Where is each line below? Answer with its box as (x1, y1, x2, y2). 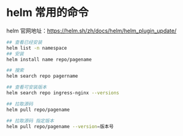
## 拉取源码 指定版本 (6, 118, 54, 124)
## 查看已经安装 (6, 39, 42, 45)
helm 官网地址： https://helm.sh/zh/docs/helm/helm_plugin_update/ (6, 27, 177, 34)
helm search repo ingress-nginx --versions (6, 90, 120, 96)
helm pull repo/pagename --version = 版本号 (6, 123, 114, 129)
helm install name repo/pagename (6, 56, 92, 62)
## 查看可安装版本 (6, 84, 47, 91)
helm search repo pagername (6, 73, 79, 80)
